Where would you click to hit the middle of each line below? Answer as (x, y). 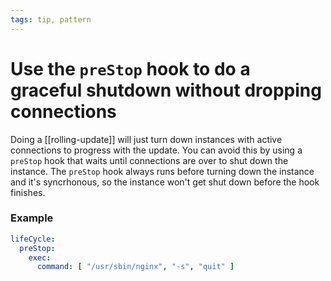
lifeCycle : (33, 239)
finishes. (28, 192)
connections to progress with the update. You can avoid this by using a (156, 150)
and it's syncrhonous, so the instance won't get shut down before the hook (165, 182)
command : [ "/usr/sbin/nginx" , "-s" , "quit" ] (135, 267)
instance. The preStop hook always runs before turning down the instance (162, 171)
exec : (40, 257)
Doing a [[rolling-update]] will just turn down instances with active (146, 139)
